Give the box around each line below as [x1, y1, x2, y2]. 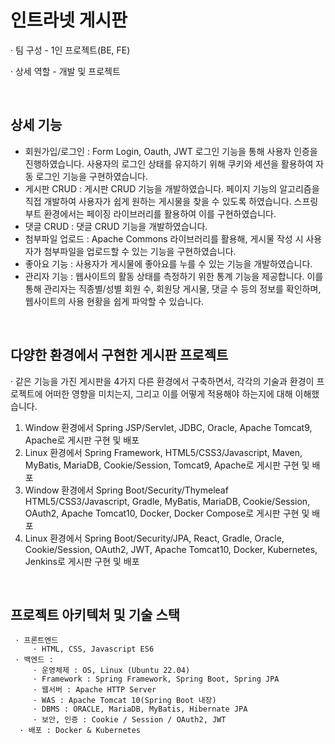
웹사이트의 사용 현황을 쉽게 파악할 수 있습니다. [24, 295, 205, 307]
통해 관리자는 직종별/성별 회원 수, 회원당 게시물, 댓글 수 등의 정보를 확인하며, [24, 282, 322, 295]
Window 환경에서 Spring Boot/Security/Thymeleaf [24, 484, 229, 496]
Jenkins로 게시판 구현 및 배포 [24, 555, 140, 567]
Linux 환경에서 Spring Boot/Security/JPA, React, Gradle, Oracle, [24, 532, 285, 544]
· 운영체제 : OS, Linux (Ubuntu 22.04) [32, 666, 191, 676]
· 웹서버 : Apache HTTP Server [32, 685, 157, 695]
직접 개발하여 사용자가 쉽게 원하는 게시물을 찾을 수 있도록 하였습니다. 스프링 [24, 195, 319, 207]
